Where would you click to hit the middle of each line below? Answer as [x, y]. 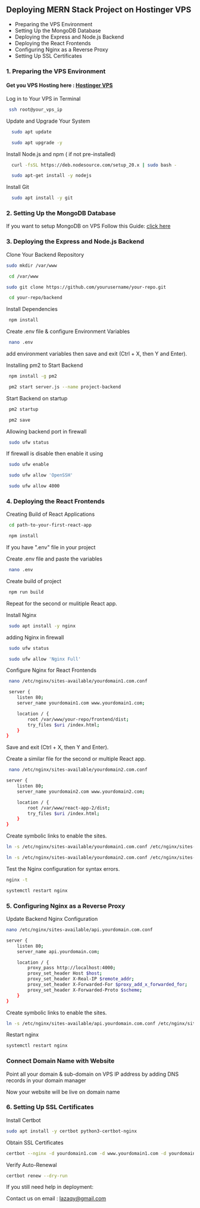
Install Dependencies [32, 309]
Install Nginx [21, 615]
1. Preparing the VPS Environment [56, 71]
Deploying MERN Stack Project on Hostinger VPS [99, 10]
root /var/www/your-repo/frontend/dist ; [78, 719]
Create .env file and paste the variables [54, 559]
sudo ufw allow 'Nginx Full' [45, 659]
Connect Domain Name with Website [60, 1061]
